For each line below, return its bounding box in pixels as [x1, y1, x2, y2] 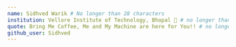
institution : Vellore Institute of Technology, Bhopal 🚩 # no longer [7, 17, 216, 23]
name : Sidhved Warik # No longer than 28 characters [7, 10, 165, 17]
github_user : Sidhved [7, 29, 71, 37]
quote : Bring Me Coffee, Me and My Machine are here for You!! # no [7, 23, 212, 30]
